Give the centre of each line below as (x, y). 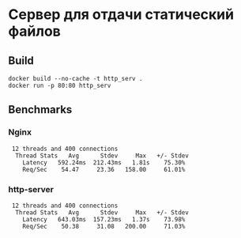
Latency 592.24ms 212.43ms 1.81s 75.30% (104, 162)
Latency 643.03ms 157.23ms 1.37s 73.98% (104, 219)
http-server (31, 189)
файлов (34, 31)
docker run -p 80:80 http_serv (60, 85)
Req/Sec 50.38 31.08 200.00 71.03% (104, 226)
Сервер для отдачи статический (121, 15)
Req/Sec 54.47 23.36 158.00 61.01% (104, 169)
